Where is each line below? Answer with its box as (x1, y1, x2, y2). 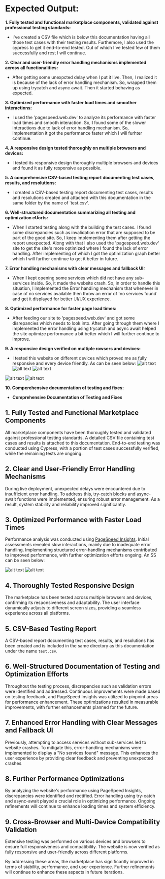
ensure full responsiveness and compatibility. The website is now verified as (5, 844, 160, 850)
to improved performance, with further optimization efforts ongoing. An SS (5, 552, 157, 558)
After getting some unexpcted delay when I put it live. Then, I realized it (12, 74, 157, 80)
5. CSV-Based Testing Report (5, 624, 97, 633)
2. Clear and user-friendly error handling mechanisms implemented (5, 59, 147, 65)
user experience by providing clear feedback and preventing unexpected (5, 755, 153, 761)
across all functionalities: (5, 65, 58, 71)
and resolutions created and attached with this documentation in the (12, 195, 151, 200)
